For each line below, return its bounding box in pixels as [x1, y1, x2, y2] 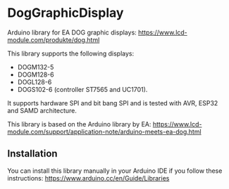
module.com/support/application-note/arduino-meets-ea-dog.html [7, 127, 202, 136]
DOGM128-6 [17, 70, 54, 79]
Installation [7, 148, 58, 159]
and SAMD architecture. [7, 106, 78, 115]
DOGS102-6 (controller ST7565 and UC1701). [17, 85, 148, 93]
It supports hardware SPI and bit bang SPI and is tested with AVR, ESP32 [7, 98, 218, 107]
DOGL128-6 [17, 77, 52, 86]
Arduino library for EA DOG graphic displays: [7, 28, 137, 37]
